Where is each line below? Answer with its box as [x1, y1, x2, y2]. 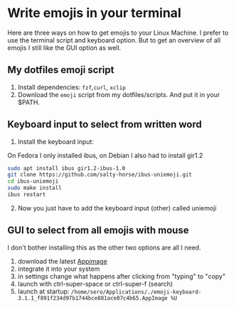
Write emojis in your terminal [7, 5, 181, 21]
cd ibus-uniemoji [7, 178, 59, 185]
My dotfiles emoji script [7, 64, 114, 76]
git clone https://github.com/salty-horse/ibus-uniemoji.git [7, 172, 193, 179]
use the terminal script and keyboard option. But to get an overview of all [7, 35, 221, 44]
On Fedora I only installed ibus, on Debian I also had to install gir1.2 [7, 151, 203, 159]
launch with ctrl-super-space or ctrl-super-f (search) [17, 279, 173, 288]
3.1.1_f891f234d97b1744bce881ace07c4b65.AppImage [17, 294, 168, 302]
